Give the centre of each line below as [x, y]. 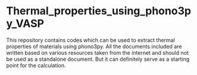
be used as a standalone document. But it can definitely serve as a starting [98, 59]
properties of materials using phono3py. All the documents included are [94, 46]
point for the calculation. [36, 65]
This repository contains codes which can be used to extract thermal [91, 40]
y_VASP [25, 24]
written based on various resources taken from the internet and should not [97, 52]
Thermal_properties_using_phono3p [99, 11]
